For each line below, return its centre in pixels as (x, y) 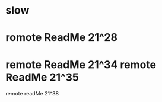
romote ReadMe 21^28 (62, 38)
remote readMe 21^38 (32, 94)
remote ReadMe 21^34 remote (81, 64)
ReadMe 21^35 (42, 77)
